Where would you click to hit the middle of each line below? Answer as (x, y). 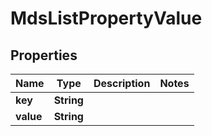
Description (122, 83)
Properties (44, 55)
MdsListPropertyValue (106, 18)
